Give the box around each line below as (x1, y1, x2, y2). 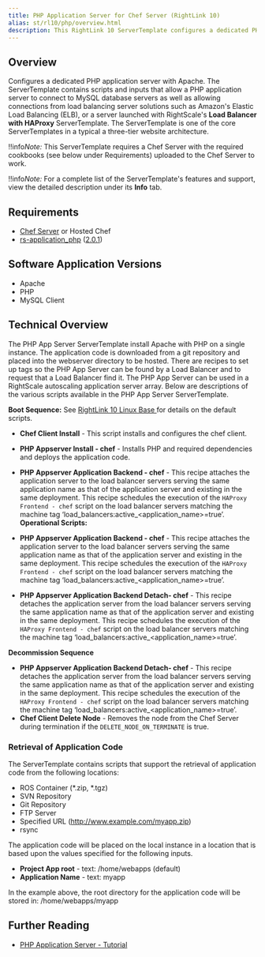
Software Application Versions (8, 257, 162, 271)
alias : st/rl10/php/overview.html (8, 19, 122, 27)
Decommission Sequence (8, 647, 95, 657)
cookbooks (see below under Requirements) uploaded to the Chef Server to (8, 151, 255, 160)
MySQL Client (19, 295, 65, 305)
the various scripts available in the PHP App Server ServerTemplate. (8, 389, 229, 399)
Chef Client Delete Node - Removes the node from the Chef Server (19, 713, 239, 722)
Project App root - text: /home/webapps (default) (19, 864, 181, 873)
